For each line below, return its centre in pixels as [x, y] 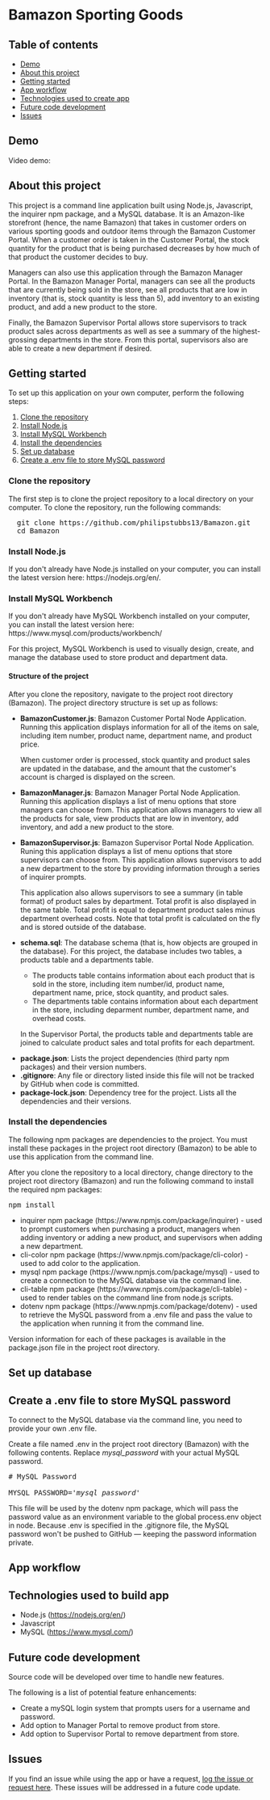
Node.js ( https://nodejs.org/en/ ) [73, 1615]
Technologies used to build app [89, 1595]
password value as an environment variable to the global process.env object [135, 1517]
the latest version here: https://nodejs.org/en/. [85, 578]
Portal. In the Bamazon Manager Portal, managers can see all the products [132, 281]
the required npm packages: [55, 1189]
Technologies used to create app [75, 98]
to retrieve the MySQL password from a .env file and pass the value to [136, 1314]
